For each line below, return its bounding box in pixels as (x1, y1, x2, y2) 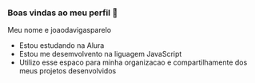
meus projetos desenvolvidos (18, 66, 117, 76)
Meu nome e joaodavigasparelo (7, 26, 112, 35)
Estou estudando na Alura (18, 41, 105, 50)
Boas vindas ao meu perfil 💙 (7, 7, 118, 18)
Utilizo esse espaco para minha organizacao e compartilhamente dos (18, 57, 248, 67)
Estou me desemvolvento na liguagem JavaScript (18, 49, 182, 59)
